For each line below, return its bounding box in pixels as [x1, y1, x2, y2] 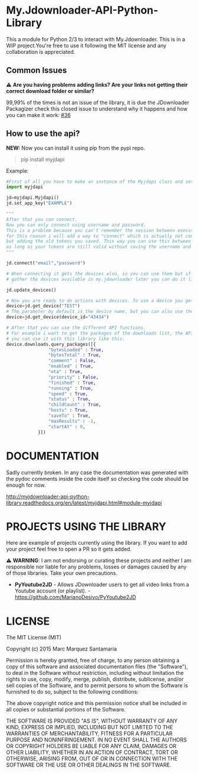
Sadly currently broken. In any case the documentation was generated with [6, 468, 189, 476]
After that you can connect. [6, 216, 78, 222]
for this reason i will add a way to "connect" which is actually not [6, 233, 183, 239]
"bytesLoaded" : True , [48, 347, 104, 352]
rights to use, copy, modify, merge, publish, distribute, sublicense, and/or [6, 675, 184, 683]
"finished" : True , [48, 380, 96, 386]
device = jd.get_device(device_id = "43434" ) [6, 314, 110, 320]
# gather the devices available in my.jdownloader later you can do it [6, 276, 186, 282]
